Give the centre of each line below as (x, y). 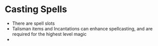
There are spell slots (34, 23)
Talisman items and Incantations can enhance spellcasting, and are (82, 28)
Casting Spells (36, 9)
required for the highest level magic (49, 34)
